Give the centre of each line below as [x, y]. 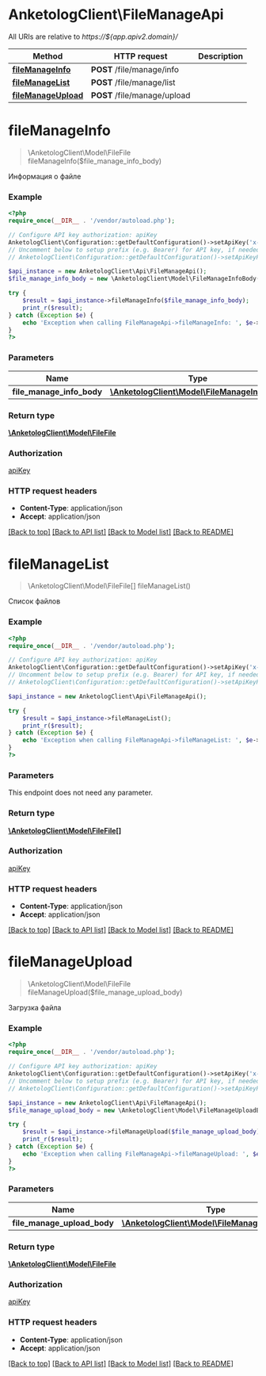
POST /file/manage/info [135, 69]
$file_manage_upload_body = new [61, 1110]
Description [220, 56]
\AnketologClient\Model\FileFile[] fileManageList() [109, 586]
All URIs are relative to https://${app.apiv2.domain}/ [93, 36]
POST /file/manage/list [133, 82]
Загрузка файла [35, 1008]
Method [48, 56]
